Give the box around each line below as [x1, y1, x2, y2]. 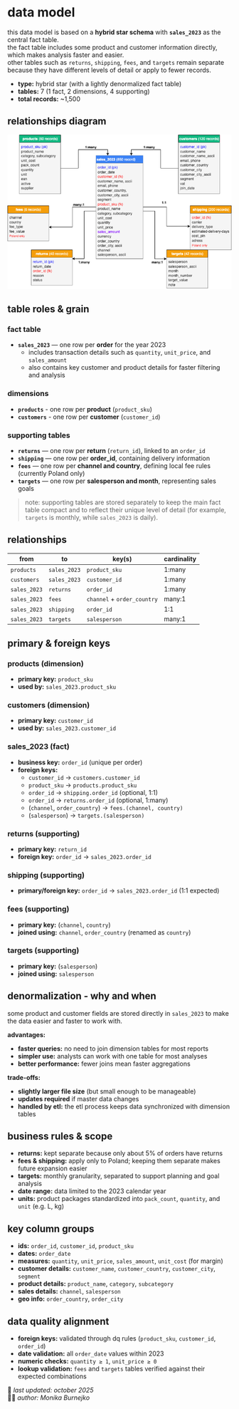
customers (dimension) [7, 700, 90, 709]
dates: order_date [17, 1249, 71, 1258]
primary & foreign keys [7, 637, 111, 649]
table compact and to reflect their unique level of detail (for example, [24, 506, 226, 514]
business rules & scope [7, 1130, 113, 1143]
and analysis [28, 371, 65, 380]
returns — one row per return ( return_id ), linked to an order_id [17, 447, 206, 455]
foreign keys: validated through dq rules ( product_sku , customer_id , [17, 1334, 216, 1343]
